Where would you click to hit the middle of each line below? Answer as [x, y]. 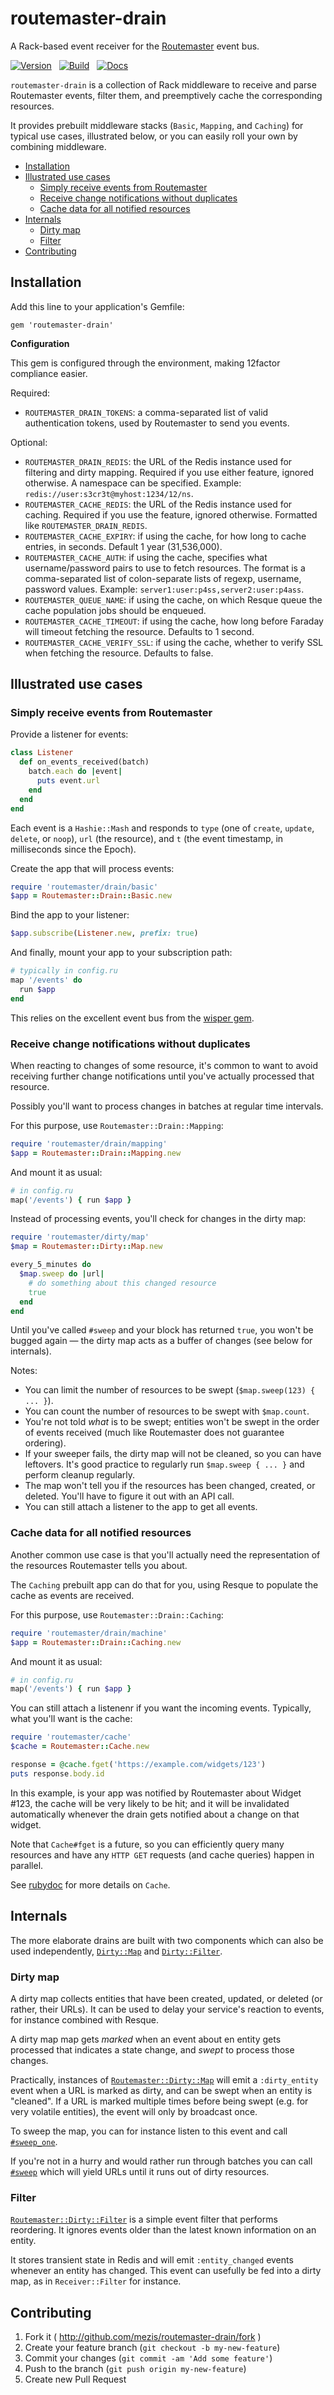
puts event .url [68, 781]
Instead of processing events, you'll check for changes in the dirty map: [158, 1219]
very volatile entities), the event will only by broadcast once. [134, 2111]
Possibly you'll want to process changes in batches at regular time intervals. [167, 1106]
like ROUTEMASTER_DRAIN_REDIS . [86, 525]
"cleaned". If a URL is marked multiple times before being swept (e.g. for [159, 2101]
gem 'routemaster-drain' [62, 325]
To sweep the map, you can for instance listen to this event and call [149, 2131]
